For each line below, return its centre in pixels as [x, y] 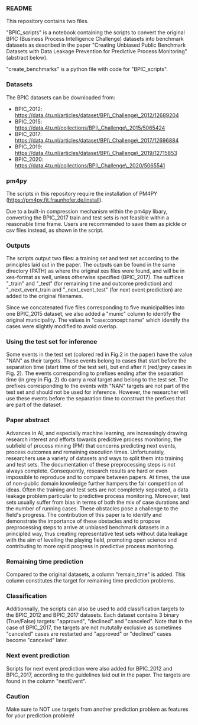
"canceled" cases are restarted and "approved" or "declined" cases [89, 634]
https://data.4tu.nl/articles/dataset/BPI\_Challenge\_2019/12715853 [96, 153]
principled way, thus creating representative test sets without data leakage [97, 533]
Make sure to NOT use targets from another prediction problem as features [97, 709]
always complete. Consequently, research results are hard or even [87, 471]
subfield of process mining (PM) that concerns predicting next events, [92, 445]
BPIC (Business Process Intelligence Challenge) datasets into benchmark [95, 39]
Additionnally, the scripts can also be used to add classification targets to [95, 609]
